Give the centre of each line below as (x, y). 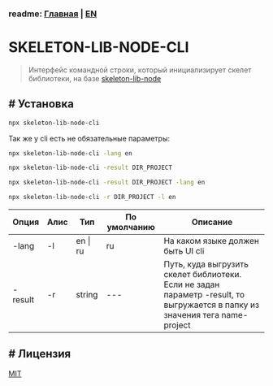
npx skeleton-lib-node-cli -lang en (70, 153)
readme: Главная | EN (53, 14)
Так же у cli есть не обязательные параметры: (89, 138)
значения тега (192, 315)
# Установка (41, 104)
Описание (212, 222)
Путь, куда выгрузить (206, 264)
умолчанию (131, 228)
